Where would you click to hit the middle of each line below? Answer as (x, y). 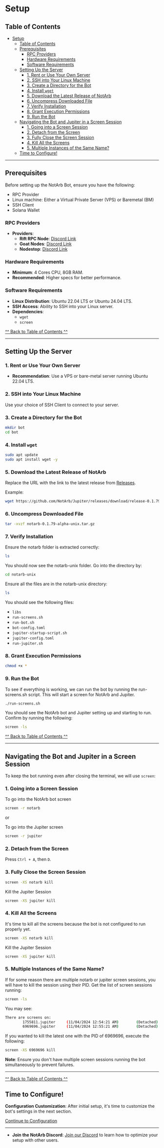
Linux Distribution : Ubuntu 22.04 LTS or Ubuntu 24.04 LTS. (72, 301)
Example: (14, 492)
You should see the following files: (40, 602)
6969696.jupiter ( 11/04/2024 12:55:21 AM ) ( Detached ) (91, 1027)
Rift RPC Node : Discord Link (48, 239)
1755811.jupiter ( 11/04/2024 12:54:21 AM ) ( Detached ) (91, 1022)
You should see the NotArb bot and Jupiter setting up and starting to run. (79, 713)
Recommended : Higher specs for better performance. (67, 278)
